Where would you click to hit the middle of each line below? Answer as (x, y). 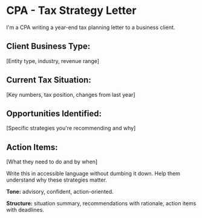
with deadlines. (25, 210)
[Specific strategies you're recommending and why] (71, 128)
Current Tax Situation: (49, 80)
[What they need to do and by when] (52, 162)
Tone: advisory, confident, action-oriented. (60, 192)
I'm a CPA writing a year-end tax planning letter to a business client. (91, 27)
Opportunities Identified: (54, 114)
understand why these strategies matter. (57, 180)
